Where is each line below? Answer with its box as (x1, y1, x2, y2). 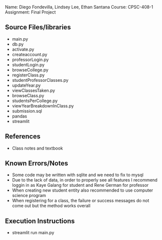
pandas (12, 113, 28, 119)
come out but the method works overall (12, 203, 91, 209)
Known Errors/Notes (5, 159, 69, 167)
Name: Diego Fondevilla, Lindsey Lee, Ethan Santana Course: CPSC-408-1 (5, 4, 153, 10)
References (5, 133, 41, 141)
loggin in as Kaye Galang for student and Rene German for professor (12, 182, 149, 188)
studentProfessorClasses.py (12, 77, 69, 83)
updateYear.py (12, 82, 41, 88)
